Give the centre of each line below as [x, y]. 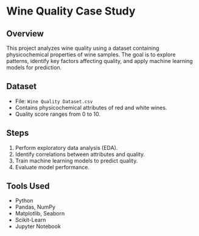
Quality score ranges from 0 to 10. [58, 114]
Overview [25, 34]
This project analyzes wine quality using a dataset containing [83, 48]
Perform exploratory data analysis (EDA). [66, 147]
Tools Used [28, 186]
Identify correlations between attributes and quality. [80, 154]
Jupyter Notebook [38, 226]
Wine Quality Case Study [71, 11]
